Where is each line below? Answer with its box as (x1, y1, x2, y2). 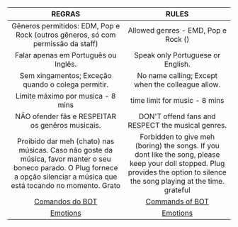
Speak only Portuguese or (134, 50, 221, 60)
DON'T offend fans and (138, 111, 216, 121)
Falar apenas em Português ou (14, 50, 117, 60)
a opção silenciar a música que (13, 172, 118, 182)
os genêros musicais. (30, 121, 101, 130)
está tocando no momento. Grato (11, 181, 121, 190)
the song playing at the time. (130, 177, 225, 186)
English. (164, 60, 191, 69)
